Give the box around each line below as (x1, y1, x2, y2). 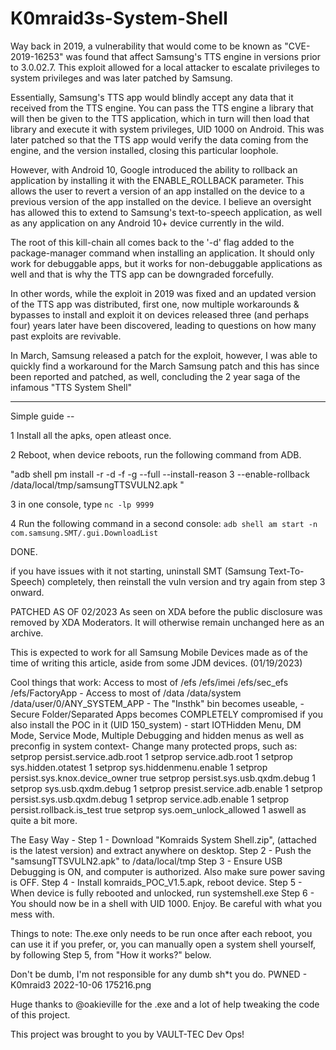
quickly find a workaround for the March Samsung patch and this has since (10, 360, 320, 372)
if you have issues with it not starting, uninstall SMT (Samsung (10, 565, 267, 577)
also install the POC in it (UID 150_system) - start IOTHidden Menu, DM (10, 718, 302, 731)
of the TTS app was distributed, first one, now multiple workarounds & (10, 298, 300, 310)
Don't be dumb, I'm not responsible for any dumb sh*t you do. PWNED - (10, 968, 308, 980)
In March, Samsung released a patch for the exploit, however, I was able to (10, 349, 318, 361)
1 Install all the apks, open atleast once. (10, 429, 172, 441)
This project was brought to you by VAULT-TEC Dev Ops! (10, 1028, 245, 1040)
